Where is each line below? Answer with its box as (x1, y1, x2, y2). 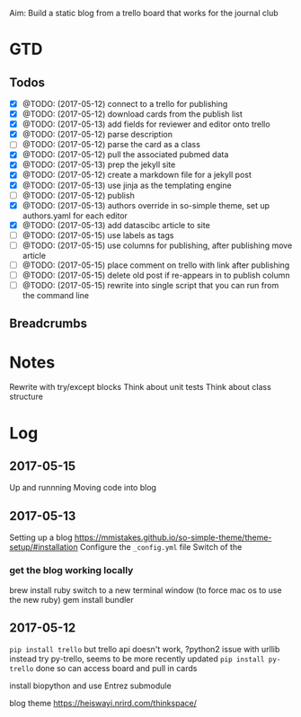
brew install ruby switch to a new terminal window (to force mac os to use (9, 584, 282, 596)
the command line (22, 290, 90, 301)
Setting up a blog (9, 532, 74, 543)
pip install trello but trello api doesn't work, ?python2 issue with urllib (9, 644, 280, 655)
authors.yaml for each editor (22, 210, 128, 221)
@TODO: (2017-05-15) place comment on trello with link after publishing (22, 260, 290, 270)
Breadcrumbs (9, 316, 88, 332)
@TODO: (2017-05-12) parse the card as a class (22, 139, 200, 150)
